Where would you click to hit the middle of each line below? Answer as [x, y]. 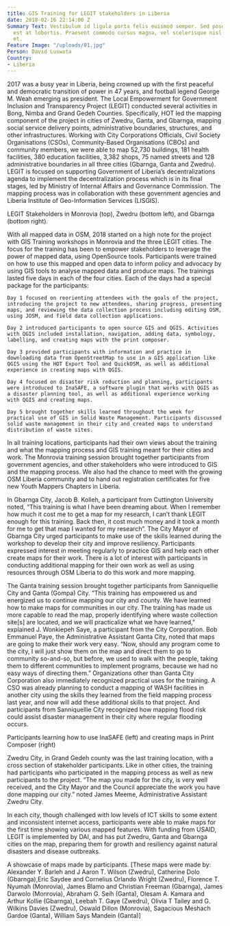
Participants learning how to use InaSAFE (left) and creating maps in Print [111, 737]
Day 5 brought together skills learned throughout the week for [101, 412]
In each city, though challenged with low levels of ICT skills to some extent [112, 815]
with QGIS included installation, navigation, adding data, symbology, [111, 334]
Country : [20, 58]
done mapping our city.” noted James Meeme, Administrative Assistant [107, 794]
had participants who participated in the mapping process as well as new [110, 772]
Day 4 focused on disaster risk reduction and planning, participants [110, 382]
